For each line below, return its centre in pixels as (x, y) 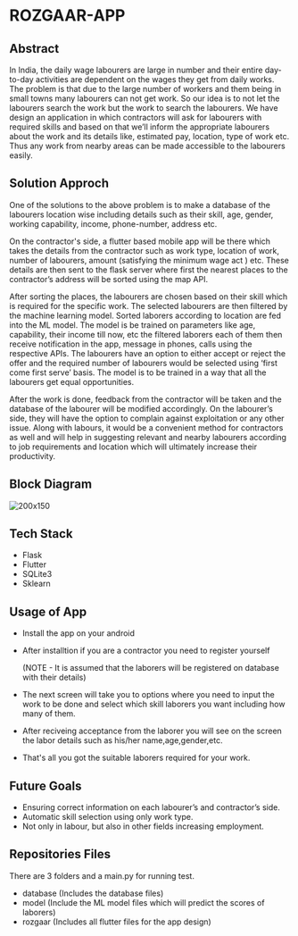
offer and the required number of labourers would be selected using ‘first (144, 363)
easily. (21, 155)
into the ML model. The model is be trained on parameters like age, (132, 325)
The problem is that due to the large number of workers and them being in (145, 89)
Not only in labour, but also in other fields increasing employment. (143, 826)
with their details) (54, 677)
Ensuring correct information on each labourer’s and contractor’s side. (151, 807)
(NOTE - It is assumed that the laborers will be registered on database (150, 668)
